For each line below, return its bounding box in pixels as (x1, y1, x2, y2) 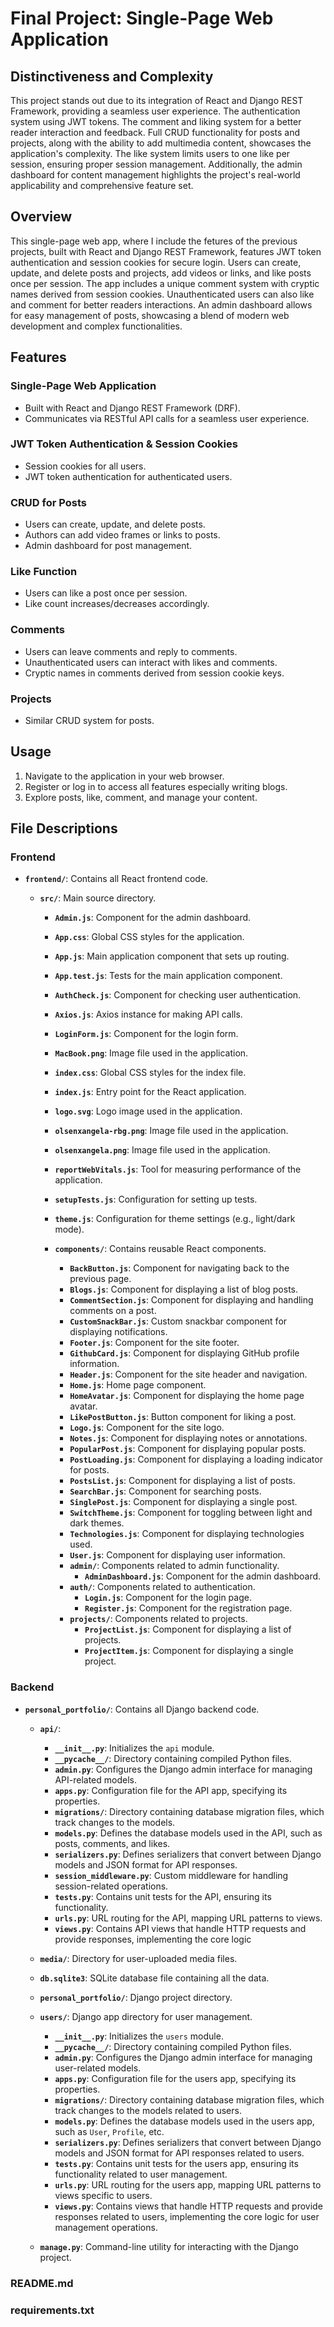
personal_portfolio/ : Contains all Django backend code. (24, 1703, 260, 1715)
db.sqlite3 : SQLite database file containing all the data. (39, 1972, 270, 1984)
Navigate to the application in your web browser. (24, 770, 225, 782)
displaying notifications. (69, 1326, 168, 1338)
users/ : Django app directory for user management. (39, 2010, 253, 2022)
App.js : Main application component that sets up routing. (54, 950, 290, 962)
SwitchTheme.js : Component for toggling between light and (69, 1507, 313, 1519)
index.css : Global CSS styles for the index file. (54, 1067, 247, 1079)
